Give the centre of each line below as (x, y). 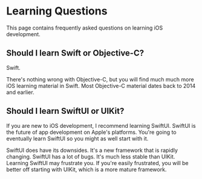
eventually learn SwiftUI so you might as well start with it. (77, 138)
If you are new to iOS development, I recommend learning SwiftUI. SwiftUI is (101, 125)
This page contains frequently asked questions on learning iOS (85, 28)
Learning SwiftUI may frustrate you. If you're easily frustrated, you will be (97, 163)
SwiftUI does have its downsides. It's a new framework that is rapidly (92, 150)
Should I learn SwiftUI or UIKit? (65, 111)
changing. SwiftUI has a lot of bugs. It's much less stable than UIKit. (91, 156)
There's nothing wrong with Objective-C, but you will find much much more (100, 79)
